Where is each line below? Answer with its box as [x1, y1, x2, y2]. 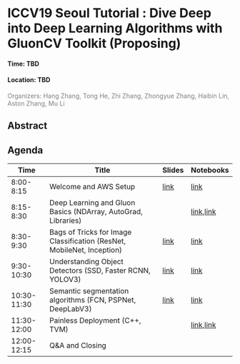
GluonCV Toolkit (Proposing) [7, 36, 181, 51]
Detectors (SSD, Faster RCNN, [49, 266, 151, 275]
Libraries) [49, 216, 82, 226]
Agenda [7, 144, 44, 156]
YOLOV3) [49, 275, 81, 285]
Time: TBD [7, 59, 39, 68]
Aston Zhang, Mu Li [7, 98, 66, 108]
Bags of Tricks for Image [49, 227, 132, 237]
